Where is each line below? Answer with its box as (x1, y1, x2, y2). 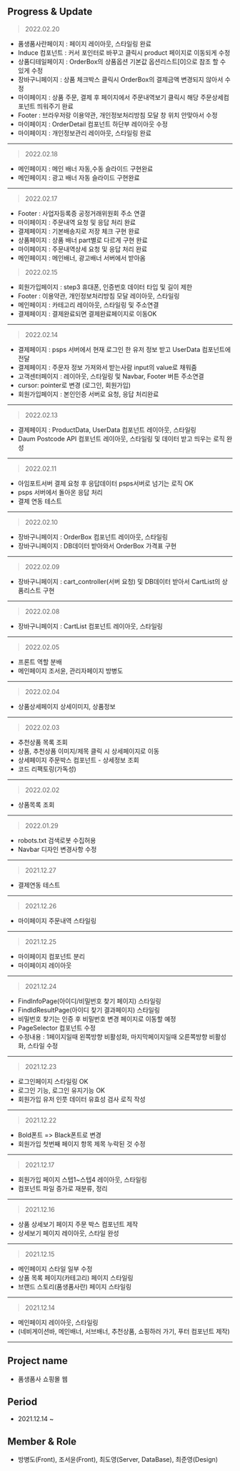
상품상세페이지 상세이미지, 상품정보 (17, 702, 116, 711)
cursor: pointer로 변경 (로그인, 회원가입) (17, 381, 131, 389)
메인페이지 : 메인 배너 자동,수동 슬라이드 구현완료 (17, 164, 154, 173)
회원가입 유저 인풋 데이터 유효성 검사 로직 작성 (17, 1095, 146, 1103)
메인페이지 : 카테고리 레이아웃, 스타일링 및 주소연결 (17, 300, 159, 309)
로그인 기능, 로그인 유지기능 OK (17, 1085, 106, 1095)
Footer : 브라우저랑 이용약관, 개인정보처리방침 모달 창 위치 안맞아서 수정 (17, 111, 218, 119)
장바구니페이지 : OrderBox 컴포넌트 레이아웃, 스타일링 (17, 532, 169, 541)
